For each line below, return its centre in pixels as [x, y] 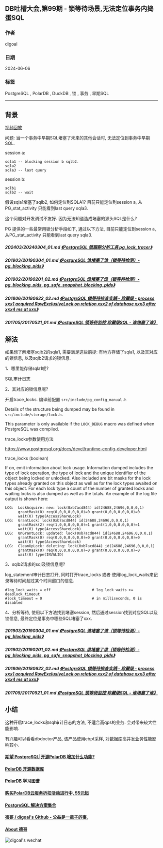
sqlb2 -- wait [19, 193]
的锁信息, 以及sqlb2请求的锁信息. [38, 358]
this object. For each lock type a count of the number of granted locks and [79, 488]
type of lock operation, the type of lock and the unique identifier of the [75, 473]
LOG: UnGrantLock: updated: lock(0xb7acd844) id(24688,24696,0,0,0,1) [79, 533]
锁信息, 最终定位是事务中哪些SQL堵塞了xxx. [49, 618]
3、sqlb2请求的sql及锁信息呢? [35, 564]
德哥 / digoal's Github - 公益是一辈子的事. [47, 817]
